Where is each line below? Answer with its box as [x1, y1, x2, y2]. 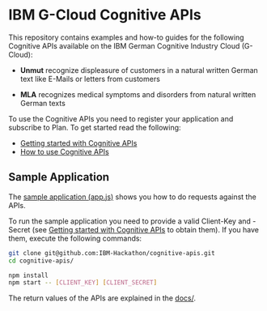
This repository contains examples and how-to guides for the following [8, 32, 244, 42]
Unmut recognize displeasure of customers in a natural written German [19, 65, 259, 75]
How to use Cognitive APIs [19, 147, 109, 156]
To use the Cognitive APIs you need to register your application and [8, 113, 234, 123]
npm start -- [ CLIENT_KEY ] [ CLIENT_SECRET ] [8, 279, 158, 287]
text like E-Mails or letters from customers [19, 74, 160, 83]
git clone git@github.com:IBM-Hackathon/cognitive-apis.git [8, 249, 216, 257]
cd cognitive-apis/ [8, 257, 74, 265]
